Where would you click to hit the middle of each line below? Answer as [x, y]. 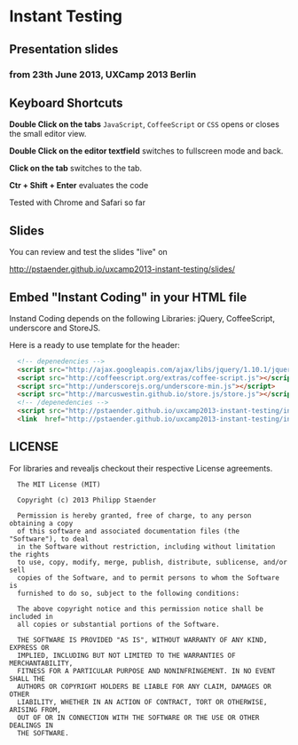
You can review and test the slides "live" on [89, 252]
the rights [29, 554]
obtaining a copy [41, 523]
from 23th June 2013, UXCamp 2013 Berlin [103, 75]
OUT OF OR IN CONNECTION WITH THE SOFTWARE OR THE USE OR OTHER [138, 717]
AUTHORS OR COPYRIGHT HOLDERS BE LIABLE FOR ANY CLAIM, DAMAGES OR [145, 686]
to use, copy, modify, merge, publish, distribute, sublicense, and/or [153, 562]
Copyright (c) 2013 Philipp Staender [87, 500]
